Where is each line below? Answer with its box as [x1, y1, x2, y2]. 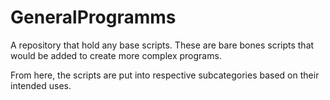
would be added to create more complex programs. [10, 49, 222, 61]
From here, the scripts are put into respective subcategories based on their [10, 69, 320, 81]
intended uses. [10, 79, 72, 91]
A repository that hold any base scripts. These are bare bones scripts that [10, 39, 315, 51]
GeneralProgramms [10, 6, 177, 29]
